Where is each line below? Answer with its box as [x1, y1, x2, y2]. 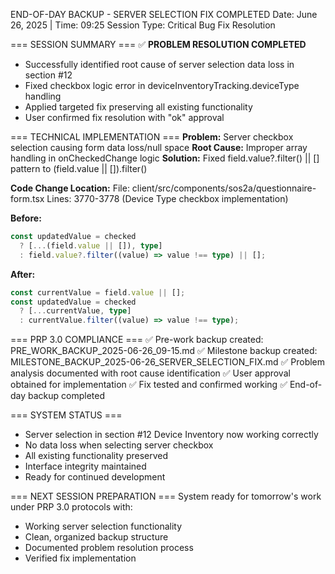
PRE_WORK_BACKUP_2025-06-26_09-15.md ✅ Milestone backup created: [10, 345, 318, 357]
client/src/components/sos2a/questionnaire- [131, 182, 317, 194]
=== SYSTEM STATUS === [10, 409, 123, 421]
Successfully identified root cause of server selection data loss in [24, 59, 295, 70]
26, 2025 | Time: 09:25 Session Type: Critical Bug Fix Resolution [10, 19, 276, 31]
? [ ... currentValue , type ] [19, 306, 132, 316]
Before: [10, 212, 42, 224]
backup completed [28, 390, 106, 402]
